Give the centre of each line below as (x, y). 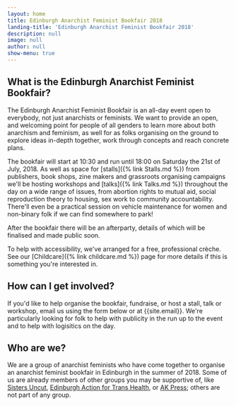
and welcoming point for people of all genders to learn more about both (111, 125)
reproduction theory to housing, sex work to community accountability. (111, 199)
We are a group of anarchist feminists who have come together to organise (116, 365)
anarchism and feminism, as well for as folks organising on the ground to (113, 132)
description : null (34, 34)
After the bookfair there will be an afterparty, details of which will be (106, 228)
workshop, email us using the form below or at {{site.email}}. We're (105, 311)
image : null (25, 40)
